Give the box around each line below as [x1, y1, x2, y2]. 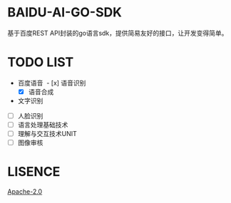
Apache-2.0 [7, 187, 43, 196]
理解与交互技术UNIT [17, 130, 77, 138]
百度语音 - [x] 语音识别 [17, 78, 86, 87]
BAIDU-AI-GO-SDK [7, 4, 123, 21]
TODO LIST [7, 54, 74, 71]
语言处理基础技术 [17, 120, 68, 129]
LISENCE [7, 164, 61, 180]
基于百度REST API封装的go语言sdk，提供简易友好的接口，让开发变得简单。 [7, 28, 228, 37]
